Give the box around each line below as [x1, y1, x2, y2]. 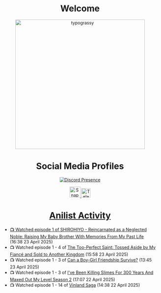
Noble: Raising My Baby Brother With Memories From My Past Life [9, 234, 144, 240]
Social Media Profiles [36, 160, 124, 172]
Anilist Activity [49, 210, 111, 221]
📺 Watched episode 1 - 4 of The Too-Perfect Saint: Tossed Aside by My [9, 244, 156, 250]
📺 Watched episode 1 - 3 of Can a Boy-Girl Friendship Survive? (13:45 [9, 257, 152, 263]
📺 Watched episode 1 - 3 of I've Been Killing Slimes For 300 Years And [9, 269, 154, 275]
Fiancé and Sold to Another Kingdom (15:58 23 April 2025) [9, 251, 129, 257]
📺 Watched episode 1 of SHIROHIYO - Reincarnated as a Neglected [9, 226, 147, 232]
